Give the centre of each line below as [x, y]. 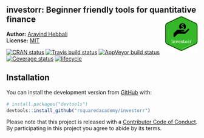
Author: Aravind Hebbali [37, 34]
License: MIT [23, 40]
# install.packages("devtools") [47, 104]
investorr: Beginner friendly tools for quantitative [101, 10]
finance [21, 20]
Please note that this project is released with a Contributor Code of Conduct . [102, 122]
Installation [28, 78]
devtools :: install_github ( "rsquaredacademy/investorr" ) [78, 110]
